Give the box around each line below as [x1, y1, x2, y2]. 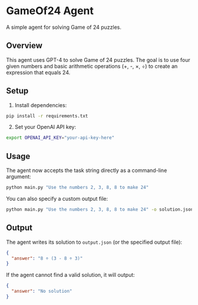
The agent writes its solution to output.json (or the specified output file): [6, 238, 183, 246]
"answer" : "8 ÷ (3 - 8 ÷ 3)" [11, 255, 83, 261]
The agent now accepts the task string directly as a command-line [6, 167, 167, 174]
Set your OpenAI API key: [14, 124, 77, 131]
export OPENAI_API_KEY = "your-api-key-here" [6, 135, 115, 141]
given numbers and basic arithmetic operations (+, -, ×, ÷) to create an [6, 62, 178, 69]
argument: [6, 173, 31, 180]
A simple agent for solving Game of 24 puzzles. [6, 24, 122, 31]
